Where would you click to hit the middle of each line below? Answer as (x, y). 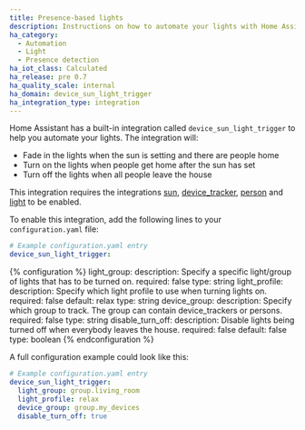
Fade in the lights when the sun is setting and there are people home (151, 155)
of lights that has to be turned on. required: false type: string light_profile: (147, 282)
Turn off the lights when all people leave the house (117, 175)
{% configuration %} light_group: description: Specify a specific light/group (151, 272)
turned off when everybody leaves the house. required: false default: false (148, 330)
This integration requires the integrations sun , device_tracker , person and (147, 193)
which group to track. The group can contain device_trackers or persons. (146, 311)
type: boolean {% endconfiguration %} (82, 340)
